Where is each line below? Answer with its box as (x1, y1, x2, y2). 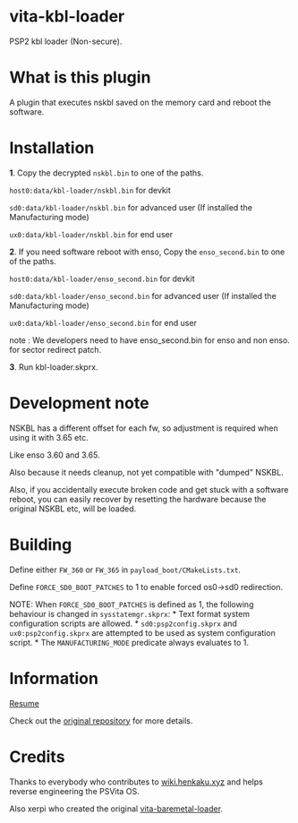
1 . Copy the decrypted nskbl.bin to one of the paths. (9, 167, 204, 178)
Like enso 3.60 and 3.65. (9, 450, 100, 460)
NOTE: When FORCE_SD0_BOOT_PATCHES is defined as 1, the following (9, 598, 254, 610)
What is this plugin (9, 67, 151, 88)
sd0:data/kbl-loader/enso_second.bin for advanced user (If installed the (9, 290, 277, 301)
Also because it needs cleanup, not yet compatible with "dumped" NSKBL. (9, 467, 284, 477)
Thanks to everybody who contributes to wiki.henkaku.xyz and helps (9, 776, 264, 787)
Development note (9, 393, 149, 413)
